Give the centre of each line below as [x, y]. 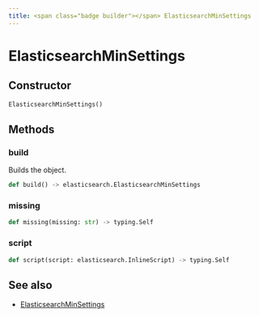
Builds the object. [38, 170]
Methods [32, 129]
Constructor [40, 86]
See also [30, 285]
